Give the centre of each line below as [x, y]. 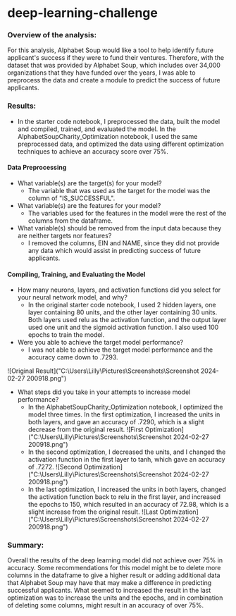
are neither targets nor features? [64, 235]
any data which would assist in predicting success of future [114, 250]
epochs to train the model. [66, 335]
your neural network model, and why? [73, 297]
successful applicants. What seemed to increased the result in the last [109, 591]
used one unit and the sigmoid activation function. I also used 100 [123, 327]
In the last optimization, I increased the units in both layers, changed [127, 489]
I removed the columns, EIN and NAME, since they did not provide [124, 243]
